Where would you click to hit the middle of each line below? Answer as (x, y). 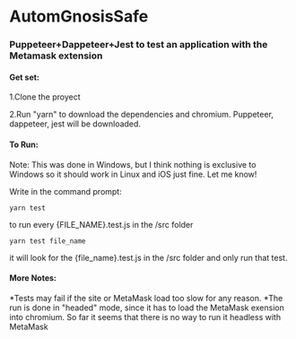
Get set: (25, 77)
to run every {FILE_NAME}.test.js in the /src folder (101, 224)
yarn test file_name (48, 241)
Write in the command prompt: (66, 191)
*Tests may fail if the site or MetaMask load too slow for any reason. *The (146, 298)
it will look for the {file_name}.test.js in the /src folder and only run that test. (148, 257)
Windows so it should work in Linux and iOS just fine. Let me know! (133, 174)
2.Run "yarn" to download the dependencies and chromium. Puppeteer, (141, 115)
